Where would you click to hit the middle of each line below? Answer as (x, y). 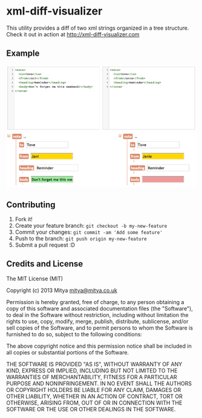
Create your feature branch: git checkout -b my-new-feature (91, 226)
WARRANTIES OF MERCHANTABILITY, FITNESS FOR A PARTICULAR (92, 377)
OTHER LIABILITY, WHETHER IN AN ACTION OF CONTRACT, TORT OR (94, 396)
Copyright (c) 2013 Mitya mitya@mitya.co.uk (62, 290)
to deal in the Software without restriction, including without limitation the (97, 315)
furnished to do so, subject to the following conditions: (74, 334)
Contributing (31, 204)
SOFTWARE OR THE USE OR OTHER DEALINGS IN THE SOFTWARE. (91, 409)
